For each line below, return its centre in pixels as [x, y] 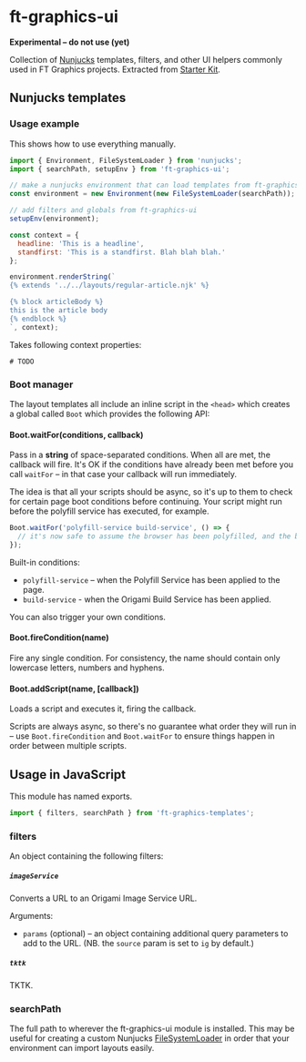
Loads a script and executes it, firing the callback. [103, 709]
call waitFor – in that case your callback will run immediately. [123, 475]
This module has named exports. [71, 796]
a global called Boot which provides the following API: [110, 414]
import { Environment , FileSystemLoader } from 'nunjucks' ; [126, 160]
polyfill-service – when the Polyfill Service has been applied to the [151, 579]
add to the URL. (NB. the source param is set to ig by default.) [138, 944]
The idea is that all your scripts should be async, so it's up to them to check [151, 492]
